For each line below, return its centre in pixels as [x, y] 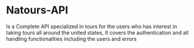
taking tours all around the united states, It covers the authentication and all [98, 32]
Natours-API [37, 10]
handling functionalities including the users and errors [71, 39]
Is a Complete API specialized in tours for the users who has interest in [92, 26]
